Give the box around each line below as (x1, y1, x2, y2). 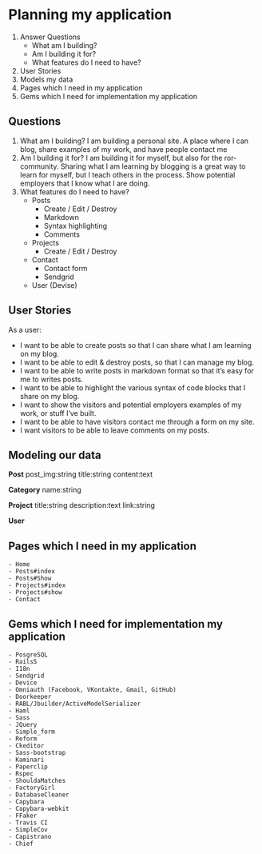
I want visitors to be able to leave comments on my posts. (19, 425, 210, 435)
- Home (8, 561, 30, 569)
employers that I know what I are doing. (19, 178, 150, 188)
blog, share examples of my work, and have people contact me (19, 144, 228, 154)
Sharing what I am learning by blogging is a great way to (60, 162, 246, 171)
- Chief (8, 840, 34, 848)
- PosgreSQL (8, 651, 48, 659)
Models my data (19, 74, 73, 84)
